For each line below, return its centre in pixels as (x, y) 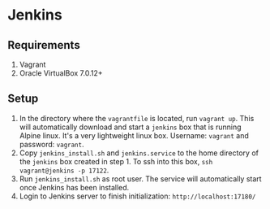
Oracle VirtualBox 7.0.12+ (61, 73)
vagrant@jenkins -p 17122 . (64, 170)
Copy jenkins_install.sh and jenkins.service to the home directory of (139, 153)
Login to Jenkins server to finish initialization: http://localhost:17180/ (137, 196)
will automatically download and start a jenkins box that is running (130, 127)
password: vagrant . (51, 144)
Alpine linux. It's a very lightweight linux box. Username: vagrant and (134, 135)
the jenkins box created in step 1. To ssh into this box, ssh (116, 161)
